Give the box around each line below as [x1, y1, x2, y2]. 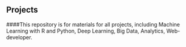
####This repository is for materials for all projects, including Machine [6, 20, 180, 28]
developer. [6, 33, 33, 41]
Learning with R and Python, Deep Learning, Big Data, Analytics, [6, 27, 165, 34]
